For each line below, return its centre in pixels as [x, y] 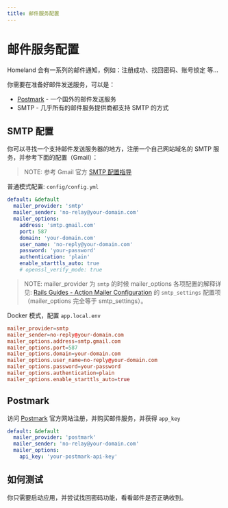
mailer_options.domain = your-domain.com [64, 354]
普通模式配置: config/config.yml [53, 186]
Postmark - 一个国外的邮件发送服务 [66, 99]
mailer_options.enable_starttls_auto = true [68, 379]
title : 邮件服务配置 [33, 13]
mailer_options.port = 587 [42, 348]
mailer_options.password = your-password [64, 367]
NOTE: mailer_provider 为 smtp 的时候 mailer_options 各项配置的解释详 [123, 283]
